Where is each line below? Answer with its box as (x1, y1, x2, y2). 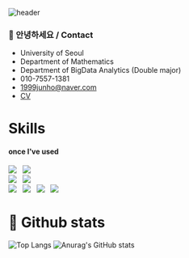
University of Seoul (19, 49, 85, 58)
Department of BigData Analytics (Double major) (19, 66, 182, 75)
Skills (8, 120, 46, 137)
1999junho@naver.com (19, 82, 97, 92)
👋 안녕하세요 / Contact (8, 29, 94, 40)
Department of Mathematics (19, 57, 115, 66)
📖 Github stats (8, 213, 106, 231)
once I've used (8, 146, 59, 157)
